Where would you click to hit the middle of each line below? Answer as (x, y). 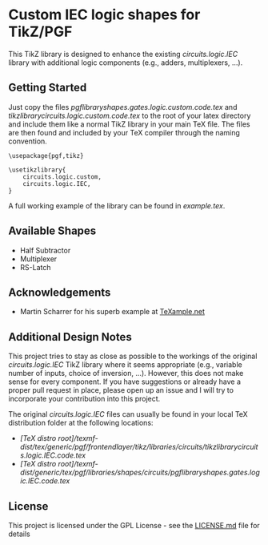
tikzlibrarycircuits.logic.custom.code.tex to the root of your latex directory (130, 115)
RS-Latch (35, 267)
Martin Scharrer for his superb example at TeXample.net (112, 312)
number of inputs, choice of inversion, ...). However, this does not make (126, 373)
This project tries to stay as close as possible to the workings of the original (133, 356)
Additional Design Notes (70, 337)
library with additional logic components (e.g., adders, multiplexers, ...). (126, 63)
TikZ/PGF (40, 32)
